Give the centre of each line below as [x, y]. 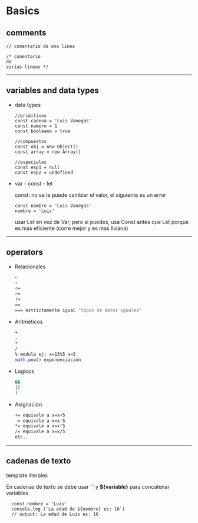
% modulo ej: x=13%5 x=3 [45, 355]
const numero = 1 [36, 126]
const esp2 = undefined [44, 173]
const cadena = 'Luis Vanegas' [53, 121]
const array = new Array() [48, 152]
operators [24, 252]
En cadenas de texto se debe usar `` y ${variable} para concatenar [88, 486]
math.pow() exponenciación [48, 360]
